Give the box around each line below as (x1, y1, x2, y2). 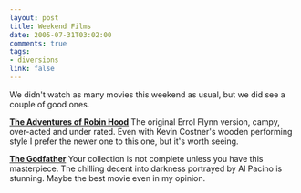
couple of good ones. (9, 98, 90, 109)
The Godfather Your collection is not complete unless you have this (9, 153, 264, 164)
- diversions (9, 56, 59, 65)
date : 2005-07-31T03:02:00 (9, 30, 112, 39)
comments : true (9, 38, 67, 48)
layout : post (9, 13, 59, 23)
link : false (9, 65, 55, 74)
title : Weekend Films (9, 22, 92, 31)
